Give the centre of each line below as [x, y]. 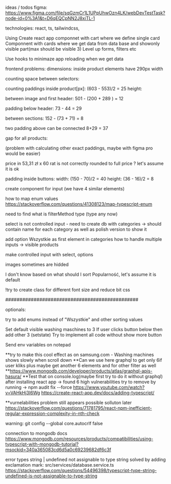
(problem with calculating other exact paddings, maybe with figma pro [79, 148]
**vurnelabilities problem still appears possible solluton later [68, 403]
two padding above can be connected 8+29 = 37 [57, 128]
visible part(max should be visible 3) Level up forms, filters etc [71, 49]
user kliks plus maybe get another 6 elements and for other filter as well [81, 366]
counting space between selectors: [42, 79]
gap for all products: [27, 138]
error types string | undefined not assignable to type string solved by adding [86, 459]
